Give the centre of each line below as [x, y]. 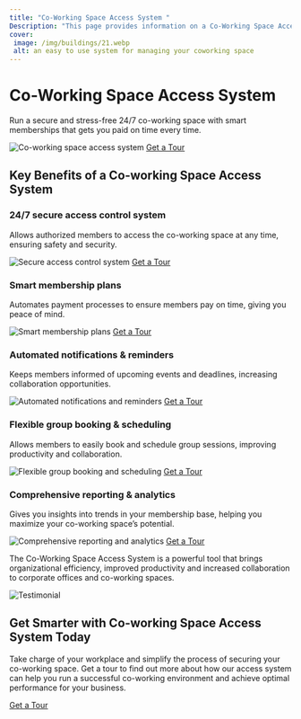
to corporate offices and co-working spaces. [92, 577]
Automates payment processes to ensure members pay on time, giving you [148, 305]
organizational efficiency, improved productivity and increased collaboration [150, 568]
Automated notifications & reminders [92, 354]
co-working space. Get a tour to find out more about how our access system [150, 668]
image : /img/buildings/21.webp [71, 43]
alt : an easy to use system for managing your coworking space [133, 51]
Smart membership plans [65, 285]
